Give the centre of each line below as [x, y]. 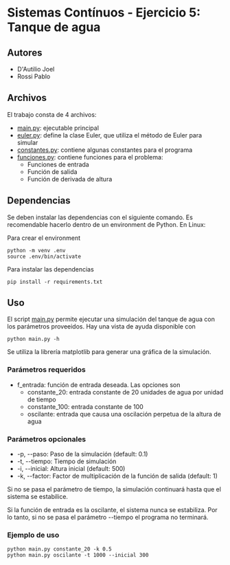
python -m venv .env [37, 250]
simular [27, 142]
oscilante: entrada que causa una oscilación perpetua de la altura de [124, 414]
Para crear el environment [44, 238]
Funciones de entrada [58, 164]
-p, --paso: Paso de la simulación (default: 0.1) [82, 454]
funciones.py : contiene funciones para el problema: [90, 157]
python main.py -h [33, 339]
